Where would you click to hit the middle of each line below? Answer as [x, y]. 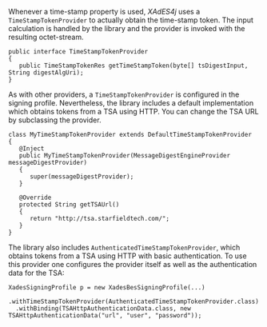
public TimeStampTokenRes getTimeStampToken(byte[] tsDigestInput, [133, 66]
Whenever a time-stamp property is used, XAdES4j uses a [104, 12]
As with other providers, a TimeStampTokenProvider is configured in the [124, 94]
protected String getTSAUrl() [69, 205]
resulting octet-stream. [46, 37]
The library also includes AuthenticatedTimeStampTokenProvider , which [124, 247]
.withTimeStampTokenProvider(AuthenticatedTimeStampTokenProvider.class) [134, 301]
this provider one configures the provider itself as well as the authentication [133, 264]
